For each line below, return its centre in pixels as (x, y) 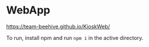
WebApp (28, 10)
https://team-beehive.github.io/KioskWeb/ (58, 26)
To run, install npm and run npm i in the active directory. (75, 38)
